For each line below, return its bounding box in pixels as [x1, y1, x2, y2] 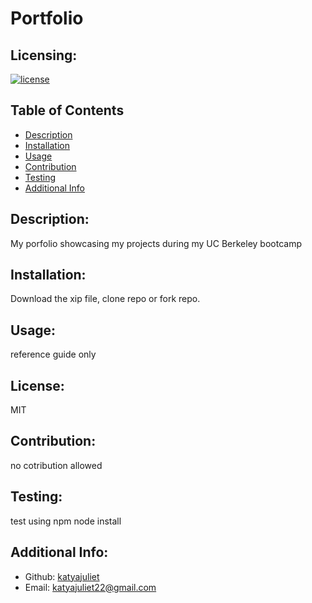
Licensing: [10, 47, 78, 64]
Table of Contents [10, 102, 125, 119]
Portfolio [10, 7, 84, 30]
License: [10, 377, 65, 394]
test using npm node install [10, 515, 122, 527]
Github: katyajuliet [24, 570, 100, 582]
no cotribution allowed [10, 459, 103, 471]
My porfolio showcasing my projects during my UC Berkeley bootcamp [10, 237, 302, 249]
